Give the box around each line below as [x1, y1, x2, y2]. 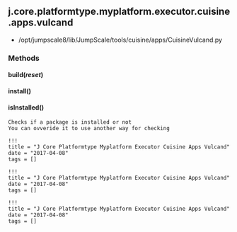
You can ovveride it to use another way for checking [8, 125, 170, 132]
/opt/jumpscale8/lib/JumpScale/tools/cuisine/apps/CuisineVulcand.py [18, 35, 222, 44]
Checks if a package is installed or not [8, 119, 132, 126]
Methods [8, 53, 40, 63]
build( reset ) [8, 71, 44, 79]
